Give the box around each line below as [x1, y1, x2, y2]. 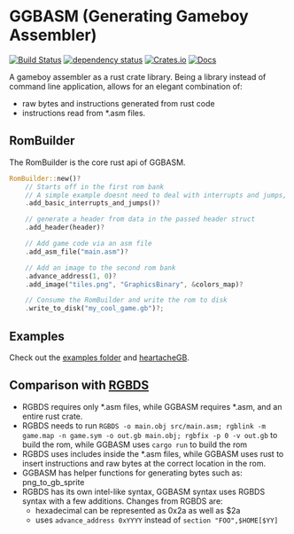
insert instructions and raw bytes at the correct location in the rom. [21, 458, 267, 468]
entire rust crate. [21, 411, 83, 421]
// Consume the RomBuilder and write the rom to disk [25, 295, 228, 305]
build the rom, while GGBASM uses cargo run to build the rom [21, 439, 248, 450]
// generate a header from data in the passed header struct [25, 215, 255, 224]
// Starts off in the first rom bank [25, 182, 165, 192]
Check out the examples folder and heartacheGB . [9, 352, 190, 363]
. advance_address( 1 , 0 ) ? [25, 271, 117, 280]
